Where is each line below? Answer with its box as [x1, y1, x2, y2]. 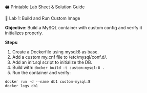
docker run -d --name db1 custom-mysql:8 [5, 79, 91, 84]
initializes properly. [5, 30, 43, 36]
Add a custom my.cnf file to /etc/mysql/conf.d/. [12, 54, 107, 60]
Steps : [5, 40, 19, 45]
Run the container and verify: [12, 70, 71, 75]
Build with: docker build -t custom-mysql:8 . [12, 65, 105, 70]
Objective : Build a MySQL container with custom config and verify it [5, 25, 143, 30]
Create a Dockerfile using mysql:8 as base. [12, 49, 99, 55]
